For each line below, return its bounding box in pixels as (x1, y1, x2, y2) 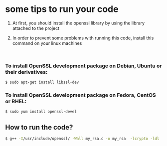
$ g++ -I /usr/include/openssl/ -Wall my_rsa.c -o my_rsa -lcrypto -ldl (5, 136, 160, 142)
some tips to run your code (5, 3, 119, 15)
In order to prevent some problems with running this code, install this (12, 35, 154, 41)
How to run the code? (5, 123, 73, 132)
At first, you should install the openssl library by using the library (12, 20, 145, 26)
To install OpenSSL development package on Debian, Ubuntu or (5, 62, 162, 69)
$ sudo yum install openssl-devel (5, 109, 77, 114)
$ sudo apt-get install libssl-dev (5, 80, 79, 85)
